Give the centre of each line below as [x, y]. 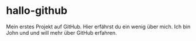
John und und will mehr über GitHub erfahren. [61, 32]
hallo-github [37, 11]
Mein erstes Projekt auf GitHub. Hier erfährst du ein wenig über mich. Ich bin [98, 27]
